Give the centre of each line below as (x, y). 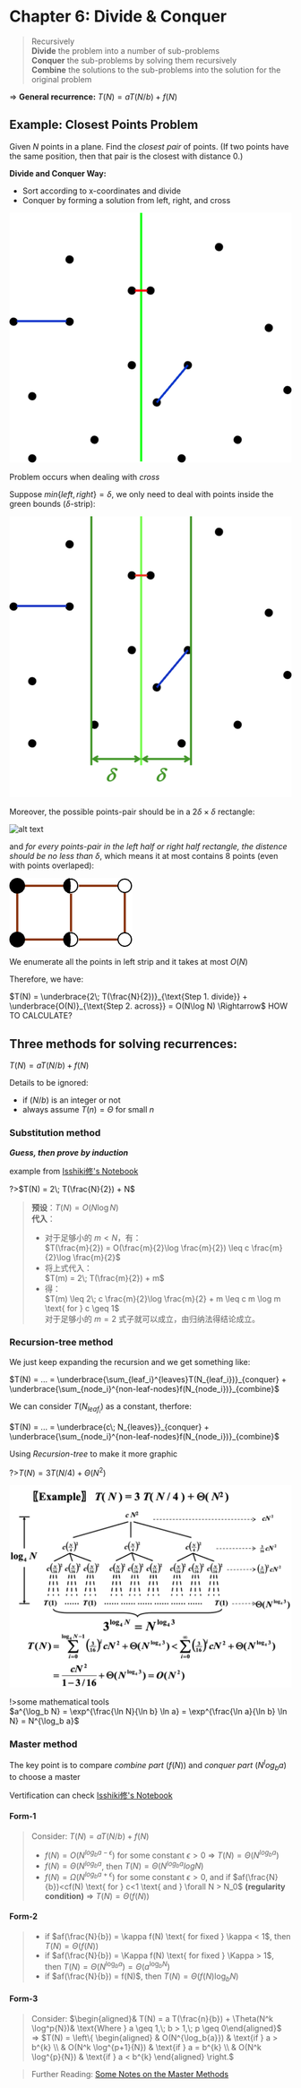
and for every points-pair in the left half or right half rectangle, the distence (148, 846)
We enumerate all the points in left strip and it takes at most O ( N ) (129, 962)
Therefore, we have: (47, 979)
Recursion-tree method (61, 1343)
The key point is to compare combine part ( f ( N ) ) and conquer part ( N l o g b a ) (148, 1766)
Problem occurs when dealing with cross (85, 477)
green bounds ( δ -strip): (52, 504)
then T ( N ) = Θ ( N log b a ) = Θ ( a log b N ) (107, 1966)
